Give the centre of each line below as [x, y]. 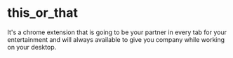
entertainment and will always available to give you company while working [116, 39]
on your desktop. [32, 47]
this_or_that [43, 13]
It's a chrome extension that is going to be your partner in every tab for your [117, 32]
